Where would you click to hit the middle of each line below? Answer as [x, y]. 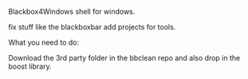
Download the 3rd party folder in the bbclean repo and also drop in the [124, 58]
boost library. [30, 66]
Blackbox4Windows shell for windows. [72, 12]
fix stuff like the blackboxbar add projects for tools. [92, 27]
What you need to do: [44, 42]
